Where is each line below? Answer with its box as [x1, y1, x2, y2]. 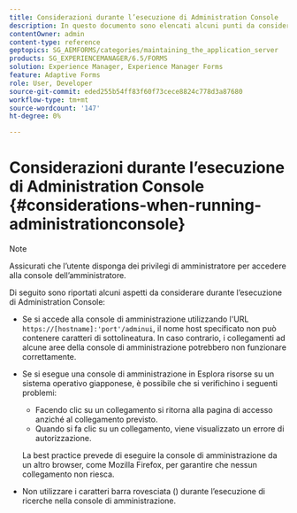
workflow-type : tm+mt [9, 95, 89, 105]
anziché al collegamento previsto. [34, 414, 158, 425]
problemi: [21, 387, 57, 399]
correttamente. [21, 352, 77, 362]
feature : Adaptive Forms [9, 71, 101, 80]
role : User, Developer [9, 79, 93, 88]
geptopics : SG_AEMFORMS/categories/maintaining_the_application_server [9, 46, 278, 55]
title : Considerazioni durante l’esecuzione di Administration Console [9, 12, 278, 22]
